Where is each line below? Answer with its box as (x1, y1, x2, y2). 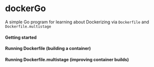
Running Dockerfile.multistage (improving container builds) (5, 56, 129, 62)
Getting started (5, 34, 37, 40)
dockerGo (5, 3, 46, 14)
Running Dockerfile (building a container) (5, 46, 91, 51)
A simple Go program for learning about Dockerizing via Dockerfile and (5, 19, 149, 25)
